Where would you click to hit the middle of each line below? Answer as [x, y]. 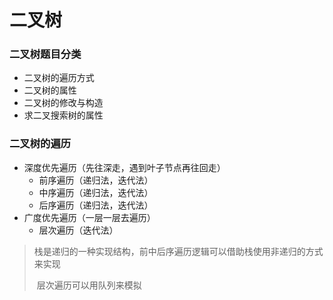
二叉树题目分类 [45, 54]
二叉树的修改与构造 [63, 103]
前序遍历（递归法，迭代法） [96, 180]
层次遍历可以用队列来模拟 [89, 285]
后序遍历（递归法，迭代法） [96, 205]
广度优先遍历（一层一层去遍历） [89, 217]
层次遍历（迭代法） [78, 230]
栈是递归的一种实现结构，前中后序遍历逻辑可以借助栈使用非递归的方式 [178, 251]
